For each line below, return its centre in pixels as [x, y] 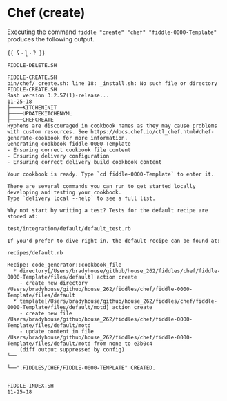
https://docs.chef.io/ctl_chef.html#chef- [152, 132]
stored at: [23, 216]
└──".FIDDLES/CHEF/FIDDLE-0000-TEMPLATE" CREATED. [81, 368]
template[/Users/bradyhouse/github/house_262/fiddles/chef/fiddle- [118, 301]
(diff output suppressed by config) [72, 349]
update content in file [60, 331]
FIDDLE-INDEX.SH [30, 386]
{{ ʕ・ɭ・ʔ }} [27, 53]
